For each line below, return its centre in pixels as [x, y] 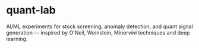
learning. [17, 39]
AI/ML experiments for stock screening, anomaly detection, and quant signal [99, 26]
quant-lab [31, 10]
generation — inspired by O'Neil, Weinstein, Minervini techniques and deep [98, 32]
